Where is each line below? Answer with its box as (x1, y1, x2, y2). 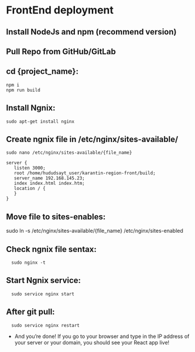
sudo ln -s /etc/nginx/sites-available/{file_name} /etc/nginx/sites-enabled (6, 227, 183, 234)
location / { (13, 185, 46, 192)
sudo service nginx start (11, 291, 75, 297)
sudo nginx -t (11, 260, 46, 266)
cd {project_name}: (6, 67, 79, 77)
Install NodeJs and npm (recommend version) (6, 27, 177, 37)
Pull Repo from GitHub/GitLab (6, 46, 116, 56)
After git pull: (6, 307, 55, 317)
